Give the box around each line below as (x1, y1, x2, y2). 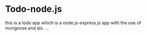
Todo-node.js (5, 3, 62, 15)
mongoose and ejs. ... (5, 25, 49, 31)
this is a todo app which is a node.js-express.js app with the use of (5, 20, 141, 26)
